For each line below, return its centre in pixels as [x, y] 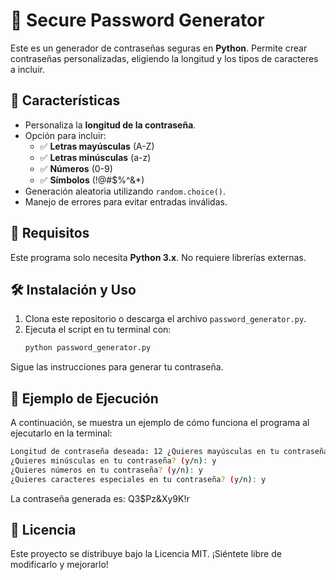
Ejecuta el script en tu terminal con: [98, 330]
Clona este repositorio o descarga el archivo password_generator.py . [165, 319]
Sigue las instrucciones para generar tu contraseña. [117, 367]
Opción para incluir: [65, 135]
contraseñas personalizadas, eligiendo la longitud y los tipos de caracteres [164, 58]
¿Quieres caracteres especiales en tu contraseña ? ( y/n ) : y [138, 479]
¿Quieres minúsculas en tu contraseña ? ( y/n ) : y [113, 460]
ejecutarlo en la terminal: [61, 433]
